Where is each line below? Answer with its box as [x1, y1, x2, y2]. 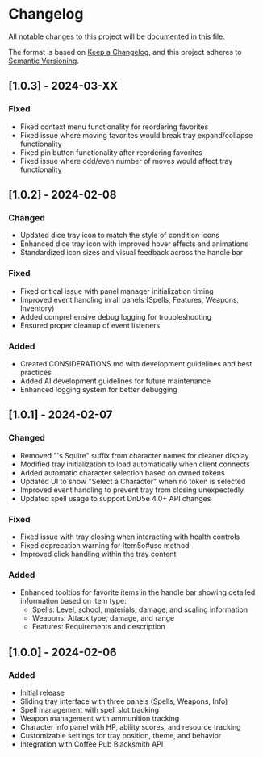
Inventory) [19, 303, 55, 313]
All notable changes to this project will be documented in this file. [8, 31, 226, 41]
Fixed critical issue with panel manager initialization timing [19, 286, 214, 295]
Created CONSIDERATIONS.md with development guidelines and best [19, 358, 253, 368]
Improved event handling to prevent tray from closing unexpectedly [19, 485, 244, 495]
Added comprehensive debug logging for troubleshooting [19, 312, 212, 321]
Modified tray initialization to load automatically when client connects [19, 459, 250, 469]
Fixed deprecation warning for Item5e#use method [19, 540, 190, 550]
